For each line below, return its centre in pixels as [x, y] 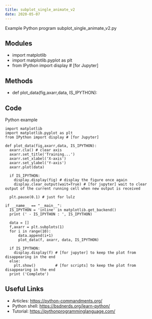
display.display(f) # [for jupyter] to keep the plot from [75, 253]
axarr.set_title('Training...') [42, 154]
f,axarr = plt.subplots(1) [37, 227]
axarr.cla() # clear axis [36, 150]
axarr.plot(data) [27, 167]
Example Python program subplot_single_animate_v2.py [61, 28]
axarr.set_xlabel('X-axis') [38, 159]
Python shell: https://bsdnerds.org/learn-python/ [61, 306]
